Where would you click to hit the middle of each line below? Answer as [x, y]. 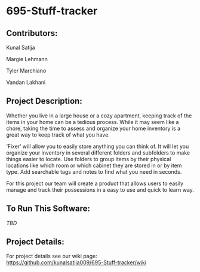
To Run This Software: [48, 209]
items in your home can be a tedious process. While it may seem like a [93, 122]
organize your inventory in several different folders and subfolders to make [98, 152]
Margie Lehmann [27, 59]
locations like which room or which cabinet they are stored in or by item [94, 165]
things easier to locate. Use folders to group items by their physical [89, 159]
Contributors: [32, 33]
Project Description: [44, 101]
